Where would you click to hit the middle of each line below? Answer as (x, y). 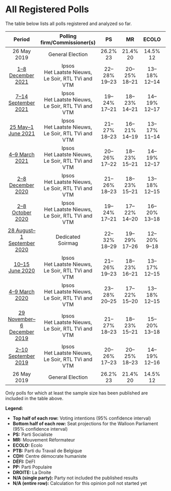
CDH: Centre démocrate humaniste (50, 456)
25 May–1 (22, 127)
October (22, 212)
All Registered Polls (47, 9)
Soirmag (68, 243)
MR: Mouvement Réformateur (44, 439)
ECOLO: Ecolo (27, 445)
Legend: (14, 408)
